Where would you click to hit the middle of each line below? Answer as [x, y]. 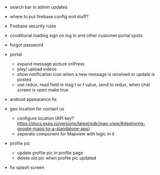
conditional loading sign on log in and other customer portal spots [76, 35]
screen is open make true [43, 90]
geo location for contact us [37, 109]
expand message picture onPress [51, 64]
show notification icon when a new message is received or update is [86, 74]
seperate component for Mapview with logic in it [66, 134]
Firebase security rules [33, 26]
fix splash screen [27, 167]
